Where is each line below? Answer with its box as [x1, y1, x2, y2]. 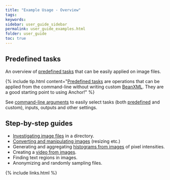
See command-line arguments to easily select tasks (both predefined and [5, 99, 160, 105]
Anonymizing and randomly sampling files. [12, 160, 103, 166]
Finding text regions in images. [12, 154, 78, 161]
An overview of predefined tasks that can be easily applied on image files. [5, 68, 161, 74]
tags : [5, 12, 17, 17]
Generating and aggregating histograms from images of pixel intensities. [12, 143, 165, 149]
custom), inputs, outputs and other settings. [5, 104, 98, 110]
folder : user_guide [5, 31, 47, 36]
